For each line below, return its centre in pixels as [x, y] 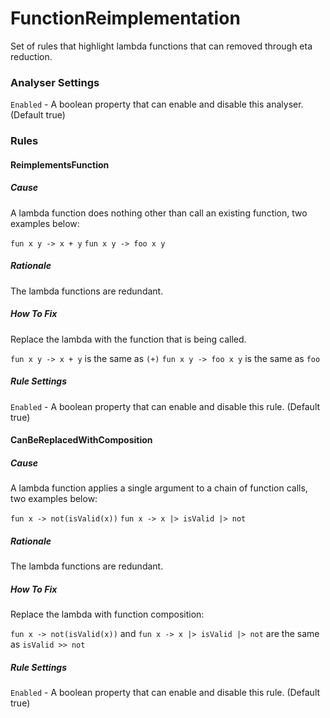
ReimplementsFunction [60, 164]
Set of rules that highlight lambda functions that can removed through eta [161, 46]
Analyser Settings [55, 82]
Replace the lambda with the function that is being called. [128, 339]
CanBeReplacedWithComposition [81, 440]
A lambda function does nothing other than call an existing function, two [159, 213]
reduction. [31, 56]
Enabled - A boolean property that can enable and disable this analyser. [157, 104]
